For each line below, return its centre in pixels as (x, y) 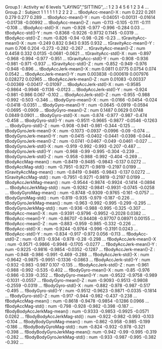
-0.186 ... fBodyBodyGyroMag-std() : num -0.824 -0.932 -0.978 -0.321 (75, 327)
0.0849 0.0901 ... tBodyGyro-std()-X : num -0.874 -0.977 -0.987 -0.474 (76, 115)
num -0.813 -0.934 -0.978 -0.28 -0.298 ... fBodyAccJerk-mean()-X (89, 239)
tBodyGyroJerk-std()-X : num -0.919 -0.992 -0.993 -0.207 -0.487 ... (73, 146)
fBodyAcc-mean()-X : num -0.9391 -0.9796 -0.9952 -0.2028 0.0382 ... (75, 213)
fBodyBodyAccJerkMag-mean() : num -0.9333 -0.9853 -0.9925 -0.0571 (77, 311)
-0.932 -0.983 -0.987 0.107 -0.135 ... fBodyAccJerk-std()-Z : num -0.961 (77, 265)
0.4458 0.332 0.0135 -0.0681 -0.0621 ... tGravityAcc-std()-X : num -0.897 (78, 53)
